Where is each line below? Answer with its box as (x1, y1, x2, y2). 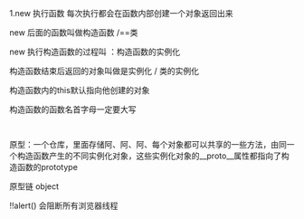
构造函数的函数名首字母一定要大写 (9, 104, 137, 115)
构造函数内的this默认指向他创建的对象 (9, 85, 150, 95)
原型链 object (9, 181, 60, 192)
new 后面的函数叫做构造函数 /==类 (9, 27, 138, 38)
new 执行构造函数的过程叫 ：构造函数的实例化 (9, 46, 181, 57)
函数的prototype (16, 162, 79, 172)
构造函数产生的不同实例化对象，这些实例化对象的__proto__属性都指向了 (16, 150, 282, 161)
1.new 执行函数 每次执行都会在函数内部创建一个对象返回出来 (9, 8, 233, 18)
